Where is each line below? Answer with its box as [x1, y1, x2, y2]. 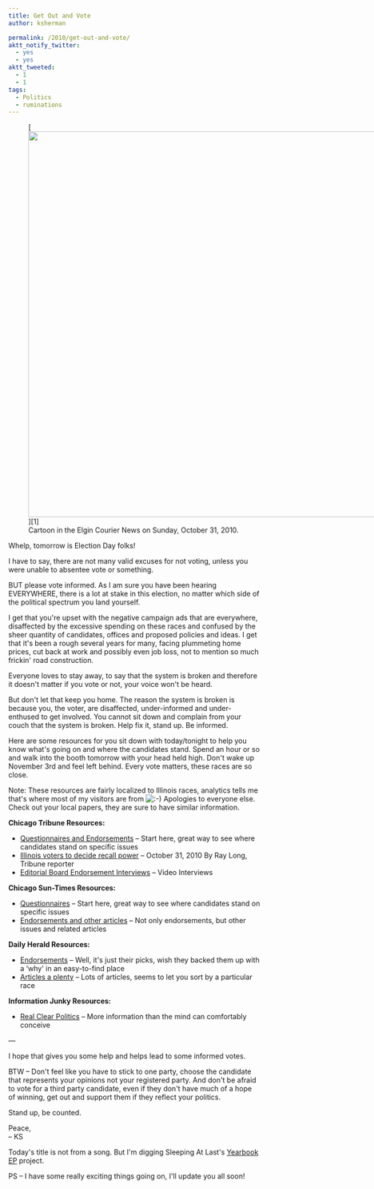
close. [8, 770, 29, 780]
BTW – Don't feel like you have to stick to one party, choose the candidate [8, 1066, 252, 1077]
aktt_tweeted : [8, 63, 56, 72]
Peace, [8, 1123, 32, 1133]
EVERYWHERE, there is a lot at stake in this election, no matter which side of [8, 589, 260, 599]
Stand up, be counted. [8, 1108, 82, 1118]
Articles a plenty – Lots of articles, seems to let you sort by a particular [19, 972, 253, 982]
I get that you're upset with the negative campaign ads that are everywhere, [8, 613, 258, 623]
